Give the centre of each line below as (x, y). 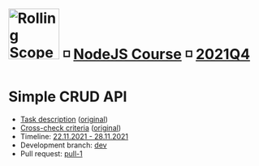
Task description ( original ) (64, 119)
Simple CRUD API (68, 97)
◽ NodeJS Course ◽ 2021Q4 (156, 55)
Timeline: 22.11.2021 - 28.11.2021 (74, 137)
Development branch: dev (63, 145)
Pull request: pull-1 (51, 154)
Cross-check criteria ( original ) (71, 128)
